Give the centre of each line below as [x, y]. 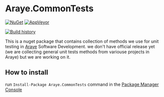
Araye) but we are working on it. [38, 57]
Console [14, 90]
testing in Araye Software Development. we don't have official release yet [80, 46]
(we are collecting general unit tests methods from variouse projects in [77, 52]
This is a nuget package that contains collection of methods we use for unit [82, 41]
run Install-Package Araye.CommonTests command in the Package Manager [82, 84]
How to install [27, 73]
